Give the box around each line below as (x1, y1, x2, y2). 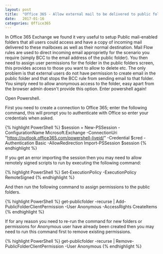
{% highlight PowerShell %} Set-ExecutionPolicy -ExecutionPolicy (5, 169, 137, 176)
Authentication (5, 140, 34, 146)
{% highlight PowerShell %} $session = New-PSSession (5, 125, 117, 131)
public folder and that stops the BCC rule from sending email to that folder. (5, 76, 154, 81)
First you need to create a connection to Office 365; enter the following (5, 105, 147, 111)
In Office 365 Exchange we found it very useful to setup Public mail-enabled (5, 34, 158, 40)
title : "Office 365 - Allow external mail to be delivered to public (5, 12, 151, 17)
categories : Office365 (5, 20, 51, 26)
